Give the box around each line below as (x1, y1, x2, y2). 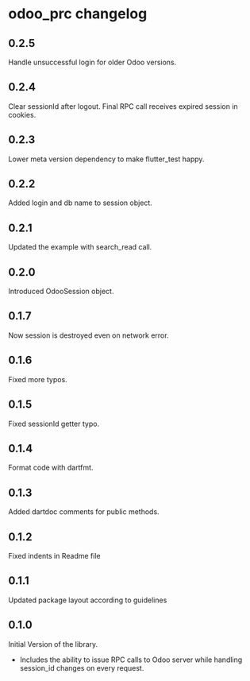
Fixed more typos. (8, 374, 67, 384)
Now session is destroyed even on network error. (8, 331, 169, 340)
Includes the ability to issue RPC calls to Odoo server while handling (19, 655, 243, 664)
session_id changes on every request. (19, 663, 144, 672)
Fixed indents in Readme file (8, 551, 101, 560)
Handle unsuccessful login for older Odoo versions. (8, 57, 177, 67)
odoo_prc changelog (8, 5, 148, 23)
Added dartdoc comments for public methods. (8, 507, 160, 517)
